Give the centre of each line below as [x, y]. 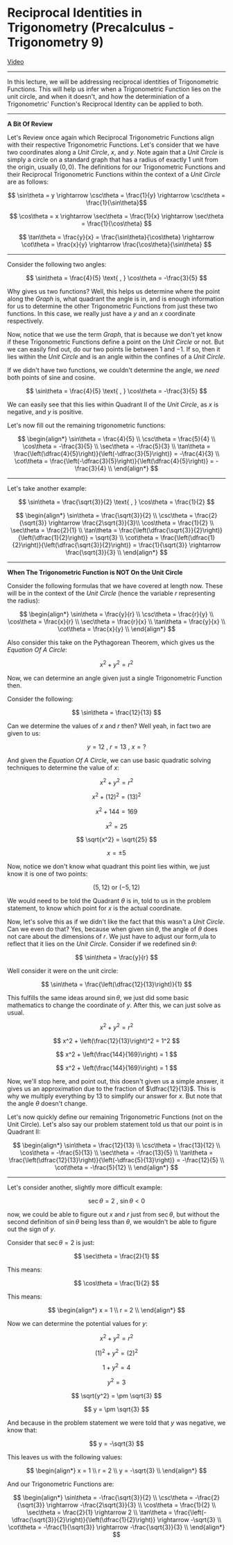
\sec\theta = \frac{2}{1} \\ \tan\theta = [64, 530]
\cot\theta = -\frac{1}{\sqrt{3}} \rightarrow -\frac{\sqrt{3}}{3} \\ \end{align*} [116, 1527]
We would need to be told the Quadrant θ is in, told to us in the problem [109, 901]
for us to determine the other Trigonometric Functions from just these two [113, 306]
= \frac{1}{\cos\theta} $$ [116, 223]
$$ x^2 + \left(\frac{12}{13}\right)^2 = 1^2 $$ [116, 1040]
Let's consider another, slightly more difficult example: [85, 1187]
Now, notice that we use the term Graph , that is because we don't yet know [115, 334]
